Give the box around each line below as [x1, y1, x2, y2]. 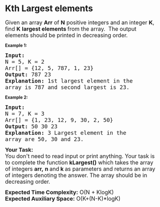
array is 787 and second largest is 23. [5, 84, 130, 90]
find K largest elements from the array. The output [5, 25, 137, 32]
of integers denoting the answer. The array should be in [5, 172, 147, 179]
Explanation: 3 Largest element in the [5, 129, 127, 136]
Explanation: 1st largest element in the [5, 77, 133, 84]
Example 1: [5, 42, 28, 48]
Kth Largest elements [5, 3, 93, 14]
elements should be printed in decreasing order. [5, 32, 128, 39]
